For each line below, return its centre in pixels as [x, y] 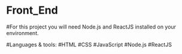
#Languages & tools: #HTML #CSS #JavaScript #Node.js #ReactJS [89, 45]
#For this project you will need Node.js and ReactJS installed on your [91, 27]
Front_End [32, 10]
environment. [22, 33]
